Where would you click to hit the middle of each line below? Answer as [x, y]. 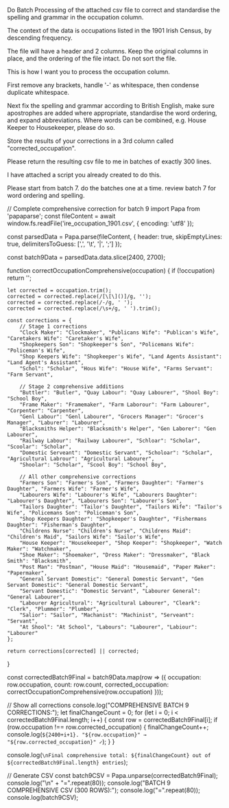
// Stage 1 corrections [53, 326]
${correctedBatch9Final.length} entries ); [68, 762]
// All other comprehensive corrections [78, 477]
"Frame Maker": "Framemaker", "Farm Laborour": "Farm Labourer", [115, 405]
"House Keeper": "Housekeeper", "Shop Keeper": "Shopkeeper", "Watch [121, 543]
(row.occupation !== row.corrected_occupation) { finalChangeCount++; [108, 727]
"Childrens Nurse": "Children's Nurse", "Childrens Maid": [106, 531]
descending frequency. [40, 38]
